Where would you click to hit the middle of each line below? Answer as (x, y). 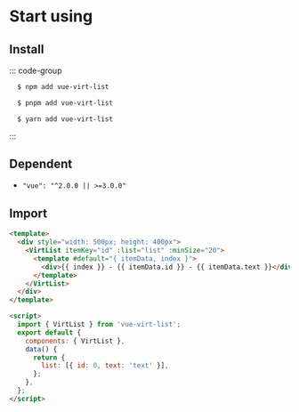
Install (27, 49)
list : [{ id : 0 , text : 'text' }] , (105, 366)
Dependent (41, 164)
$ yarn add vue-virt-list (65, 119)
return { (49, 358)
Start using (51, 16)
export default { (49, 332)
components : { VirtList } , (75, 341)
